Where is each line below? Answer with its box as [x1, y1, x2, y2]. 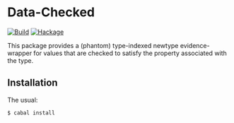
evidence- [180, 41, 210, 49]
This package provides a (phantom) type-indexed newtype [7, 41, 179, 49]
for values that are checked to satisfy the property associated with [33, 49, 228, 57]
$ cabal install [7, 109, 55, 117]
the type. [7, 56, 34, 64]
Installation [7, 77, 58, 89]
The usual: [7, 95, 38, 104]
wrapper [7, 49, 33, 57]
